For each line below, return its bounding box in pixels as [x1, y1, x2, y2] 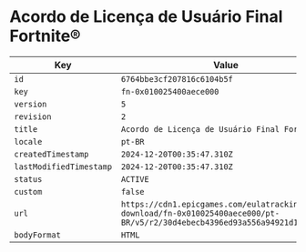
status [14, 174, 43, 184]
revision [14, 111, 52, 122]
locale [14, 136, 43, 146]
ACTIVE [120, 174, 149, 184]
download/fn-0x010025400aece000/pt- [120, 207, 280, 218]
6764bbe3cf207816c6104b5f [120, 74, 234, 84]
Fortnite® [9, 25, 81, 46]
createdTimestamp [14, 148, 89, 159]
